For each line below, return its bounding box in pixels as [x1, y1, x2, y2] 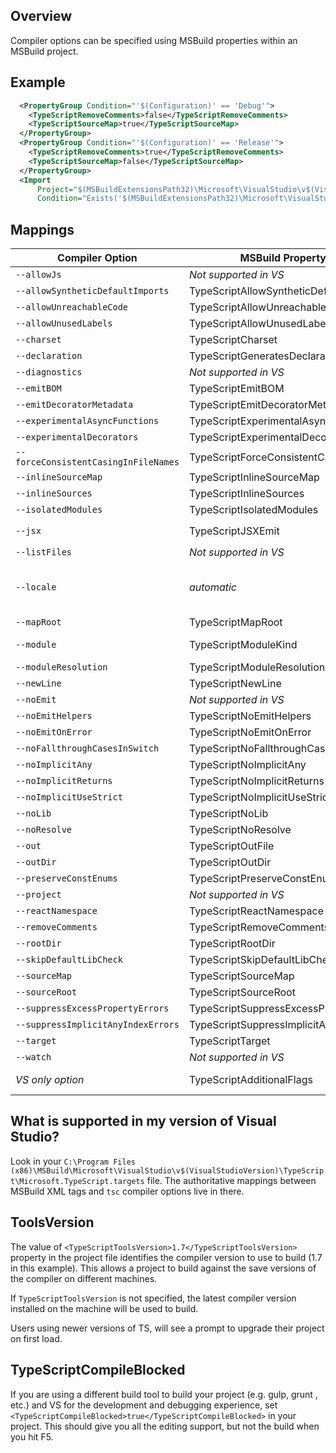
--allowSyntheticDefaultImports [15, 285, 170, 297]
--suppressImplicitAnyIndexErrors [15, 1019, 180, 1031]
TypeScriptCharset [188, 333, 278, 347]
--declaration [15, 350, 83, 362]
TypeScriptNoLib [188, 807, 269, 821]
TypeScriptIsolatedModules [188, 503, 319, 517]
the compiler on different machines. [10, 1272, 158, 1284]
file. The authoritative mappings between [146, 1174, 317, 1186]
